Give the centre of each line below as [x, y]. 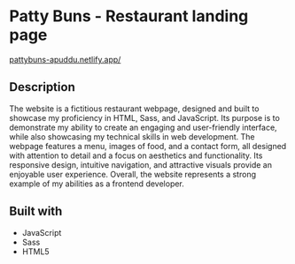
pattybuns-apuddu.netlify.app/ [65, 59]
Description [42, 87]
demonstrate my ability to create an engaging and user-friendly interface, [143, 127]
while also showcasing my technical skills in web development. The [132, 136]
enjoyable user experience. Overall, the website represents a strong [133, 174]
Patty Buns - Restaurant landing [129, 16]
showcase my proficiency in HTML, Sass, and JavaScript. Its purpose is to [145, 117]
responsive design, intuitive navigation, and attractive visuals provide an [141, 164]
